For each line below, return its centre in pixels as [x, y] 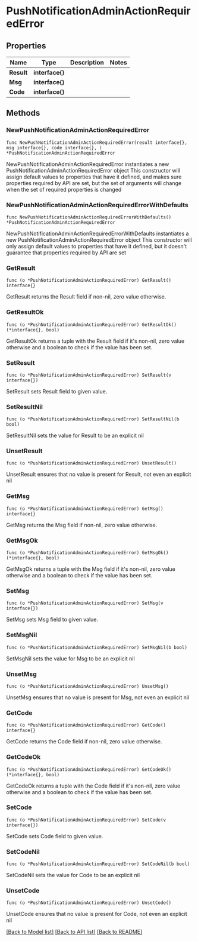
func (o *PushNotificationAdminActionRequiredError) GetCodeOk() [89, 769]
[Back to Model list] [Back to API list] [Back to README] [74, 932]
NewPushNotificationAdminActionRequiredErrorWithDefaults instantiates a [98, 233]
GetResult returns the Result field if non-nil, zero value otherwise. [86, 297]
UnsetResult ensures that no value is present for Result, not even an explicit [99, 474]
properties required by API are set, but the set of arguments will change [94, 183]
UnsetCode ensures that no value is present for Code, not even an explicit [97, 914]
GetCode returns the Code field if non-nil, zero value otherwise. [84, 742]
